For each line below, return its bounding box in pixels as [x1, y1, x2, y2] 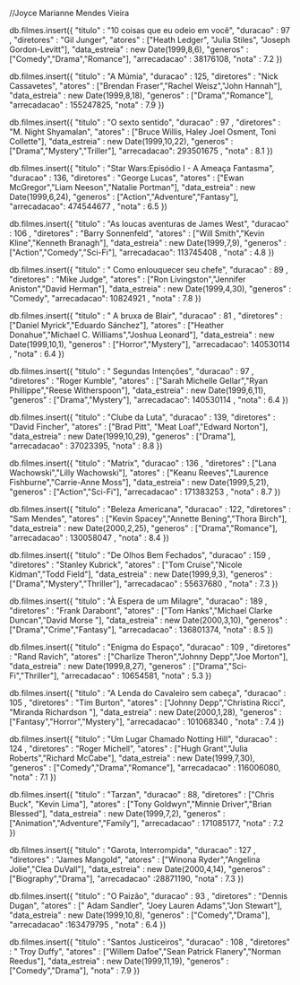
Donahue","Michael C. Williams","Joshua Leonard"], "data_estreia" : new [9, 329, 275, 340]
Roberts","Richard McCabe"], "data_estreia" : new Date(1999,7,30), [9, 753, 255, 763]
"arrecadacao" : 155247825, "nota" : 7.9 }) [9, 100, 165, 110]
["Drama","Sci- [192, 661, 248, 671]
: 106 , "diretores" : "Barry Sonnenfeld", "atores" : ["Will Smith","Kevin [9, 228, 265, 239]
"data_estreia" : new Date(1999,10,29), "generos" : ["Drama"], [9, 431, 236, 441]
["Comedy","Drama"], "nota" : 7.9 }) [9, 965, 141, 976]
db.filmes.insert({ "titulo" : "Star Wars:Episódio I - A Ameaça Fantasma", [9, 163, 275, 173]
